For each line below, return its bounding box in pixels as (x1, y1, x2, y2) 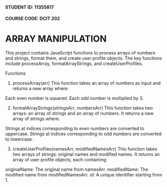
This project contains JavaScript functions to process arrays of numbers (5, 50, 155, 56)
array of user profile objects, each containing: (12, 157, 108, 163)
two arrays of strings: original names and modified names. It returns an (12, 151, 160, 157)
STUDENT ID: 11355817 (5, 4, 54, 10)
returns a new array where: (12, 86, 69, 92)
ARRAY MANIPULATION (5, 33, 107, 45)
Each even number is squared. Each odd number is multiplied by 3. (5, 95, 144, 101)
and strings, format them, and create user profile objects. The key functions (5, 55, 162, 61)
